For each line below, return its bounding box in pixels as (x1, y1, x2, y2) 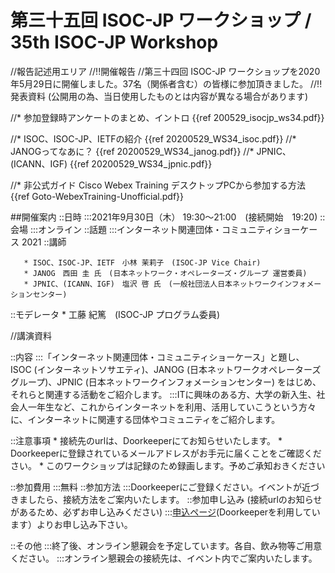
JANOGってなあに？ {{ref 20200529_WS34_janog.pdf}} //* (10, 145, 255, 157)
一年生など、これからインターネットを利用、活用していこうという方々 (27, 401, 317, 413)
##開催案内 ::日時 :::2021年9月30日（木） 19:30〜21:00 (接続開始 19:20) (10, 211, 318, 223)
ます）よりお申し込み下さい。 (10, 518, 133, 530)
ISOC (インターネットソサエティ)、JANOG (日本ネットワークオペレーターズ (10, 363, 322, 375)
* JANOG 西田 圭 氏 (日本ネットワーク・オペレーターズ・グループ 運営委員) (23, 268, 308, 278)
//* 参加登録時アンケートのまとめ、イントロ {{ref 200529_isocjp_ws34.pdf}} (10, 111, 325, 123)
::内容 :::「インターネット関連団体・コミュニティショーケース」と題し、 (10, 351, 305, 363)
